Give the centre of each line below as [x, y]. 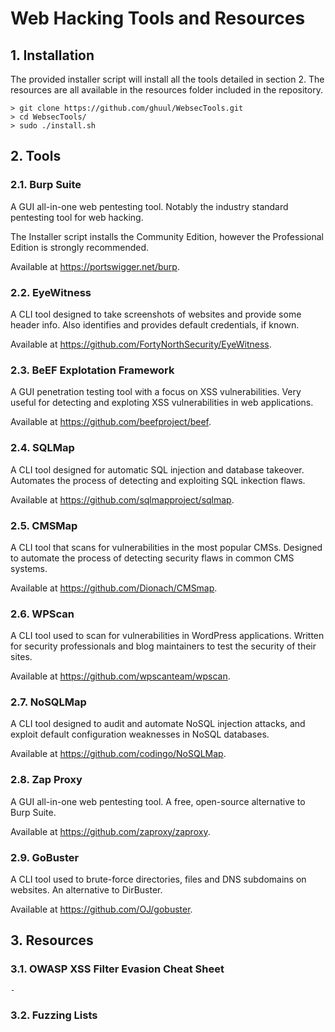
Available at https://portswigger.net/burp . [95, 266]
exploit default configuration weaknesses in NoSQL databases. [140, 734]
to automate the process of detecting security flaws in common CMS [152, 558]
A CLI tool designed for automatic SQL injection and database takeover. [157, 469]
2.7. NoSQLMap [48, 702]
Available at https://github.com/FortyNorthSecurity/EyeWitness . [141, 344]
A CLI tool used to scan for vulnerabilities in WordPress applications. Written [167, 636]
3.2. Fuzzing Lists [54, 1015]
